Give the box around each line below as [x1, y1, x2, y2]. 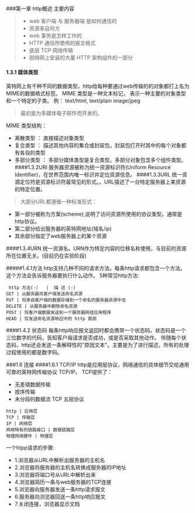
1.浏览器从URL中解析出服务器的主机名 [14, 457, 105, 464]
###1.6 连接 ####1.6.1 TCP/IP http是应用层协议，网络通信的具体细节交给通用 [6, 361, 190, 369]
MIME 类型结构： [6, 122, 47, 129]
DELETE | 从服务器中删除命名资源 [6, 304, 78, 309]
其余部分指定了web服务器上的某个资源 [14, 233, 107, 240]
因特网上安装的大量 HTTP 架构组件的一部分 [29, 54, 133, 61]
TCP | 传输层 [6, 415, 35, 421]
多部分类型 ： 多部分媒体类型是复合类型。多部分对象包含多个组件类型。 [14, 157, 187, 164]
